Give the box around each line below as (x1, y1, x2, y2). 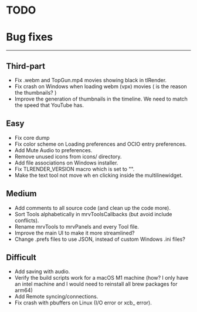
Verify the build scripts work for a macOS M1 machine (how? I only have (14, 274, 189, 281)
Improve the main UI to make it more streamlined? (14, 229, 135, 236)
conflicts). (14, 217, 39, 224)
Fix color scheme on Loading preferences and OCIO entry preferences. (14, 140, 186, 147)
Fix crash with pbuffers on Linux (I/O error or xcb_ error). (14, 299, 152, 306)
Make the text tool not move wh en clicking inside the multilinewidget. (14, 172, 183, 179)
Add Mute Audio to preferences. (14, 146, 93, 153)
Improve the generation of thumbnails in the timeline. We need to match (14, 95, 188, 102)
